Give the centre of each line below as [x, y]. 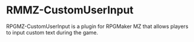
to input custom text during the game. [52, 32]
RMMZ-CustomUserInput [70, 10]
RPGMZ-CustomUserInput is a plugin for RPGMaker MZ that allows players [97, 26]
